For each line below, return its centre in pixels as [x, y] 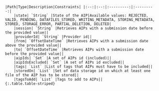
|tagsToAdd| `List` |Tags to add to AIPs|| [58, 79]
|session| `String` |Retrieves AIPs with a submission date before [83, 28]
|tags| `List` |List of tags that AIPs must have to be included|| [83, 67]
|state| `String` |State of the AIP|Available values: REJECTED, [81, 16]
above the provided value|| [33, 45]
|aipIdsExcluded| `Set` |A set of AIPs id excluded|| [69, 62]
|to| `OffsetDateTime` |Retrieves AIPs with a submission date [79, 50]
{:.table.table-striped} [30, 84]
